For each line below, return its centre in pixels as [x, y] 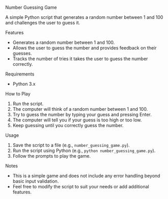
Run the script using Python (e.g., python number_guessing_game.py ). [84, 151]
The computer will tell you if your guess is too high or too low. [77, 120]
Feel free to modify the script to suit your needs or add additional [81, 186]
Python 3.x [24, 84]
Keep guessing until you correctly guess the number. [68, 125]
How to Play [18, 94]
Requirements [20, 74]
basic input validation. [36, 181]
